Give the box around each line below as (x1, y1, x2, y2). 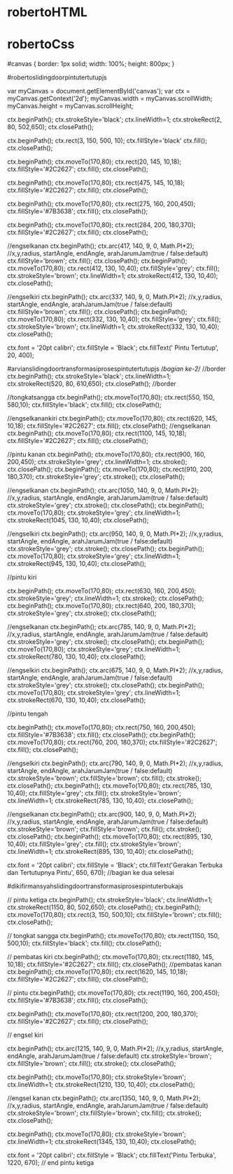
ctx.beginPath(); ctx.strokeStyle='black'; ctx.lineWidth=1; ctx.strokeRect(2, (7, 115, 223, 124)
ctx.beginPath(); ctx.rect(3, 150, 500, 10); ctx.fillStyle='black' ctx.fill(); (7, 136, 208, 145)
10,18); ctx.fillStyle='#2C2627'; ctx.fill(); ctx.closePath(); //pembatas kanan (7, 960, 222, 969)
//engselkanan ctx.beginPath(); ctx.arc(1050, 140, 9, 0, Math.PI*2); (7, 486, 199, 495)
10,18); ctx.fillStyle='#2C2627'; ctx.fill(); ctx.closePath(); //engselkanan (7, 422, 211, 430)
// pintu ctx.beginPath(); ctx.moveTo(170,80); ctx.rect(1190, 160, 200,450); (7, 989, 220, 997)
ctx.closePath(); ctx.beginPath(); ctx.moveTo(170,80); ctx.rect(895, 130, (7, 833, 213, 841)
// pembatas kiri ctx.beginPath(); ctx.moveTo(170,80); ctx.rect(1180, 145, (7, 953, 214, 961)
